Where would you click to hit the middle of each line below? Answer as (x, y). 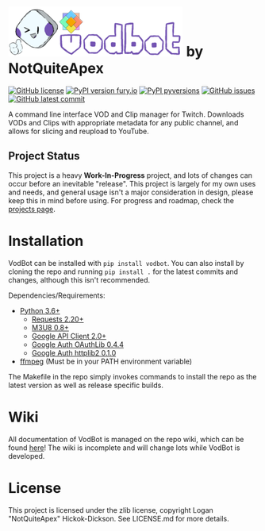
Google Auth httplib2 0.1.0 (74, 352)
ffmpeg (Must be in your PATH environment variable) (106, 361)
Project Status (44, 156)
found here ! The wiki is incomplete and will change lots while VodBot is (124, 448)
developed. (27, 456)
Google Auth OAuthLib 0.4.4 (78, 344)
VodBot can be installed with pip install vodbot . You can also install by (126, 263)
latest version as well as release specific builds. (86, 385)
